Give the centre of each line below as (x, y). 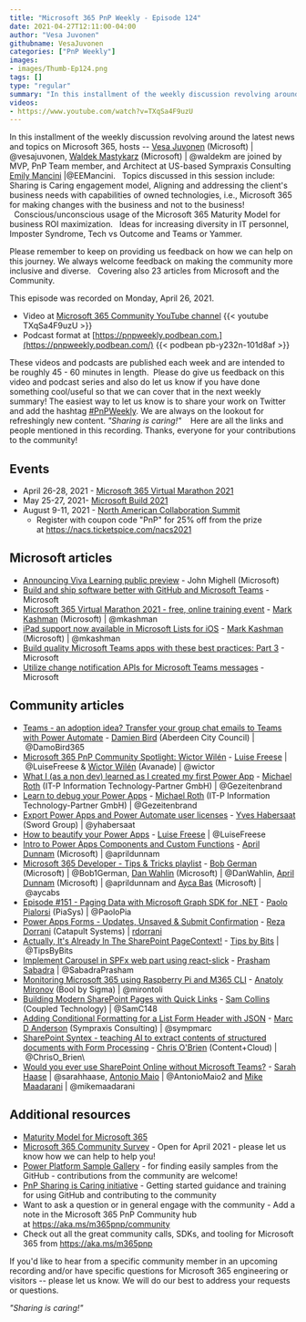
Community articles (67, 706)
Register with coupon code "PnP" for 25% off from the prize (149, 520)
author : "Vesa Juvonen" (55, 35)
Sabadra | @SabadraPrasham (78, 970)
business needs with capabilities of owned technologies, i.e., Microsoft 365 (151, 195)
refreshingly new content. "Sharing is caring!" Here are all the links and (147, 421)
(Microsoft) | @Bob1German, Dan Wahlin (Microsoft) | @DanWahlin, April (158, 873)
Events (30, 469)
